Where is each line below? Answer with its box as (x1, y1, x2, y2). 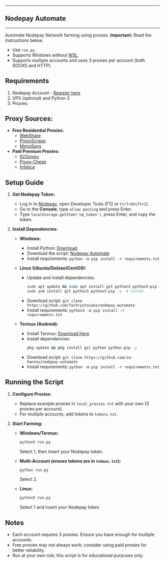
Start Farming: (12, 420, 43, 426)
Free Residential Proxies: (12, 127, 64, 133)
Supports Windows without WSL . (12, 52, 80, 58)
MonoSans (19, 143, 42, 149)
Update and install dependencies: (27, 275, 95, 281)
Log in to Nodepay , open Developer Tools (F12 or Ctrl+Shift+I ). (19, 201, 149, 207)
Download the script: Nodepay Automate (27, 250, 110, 256)
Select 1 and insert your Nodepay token (19, 504, 100, 510)
